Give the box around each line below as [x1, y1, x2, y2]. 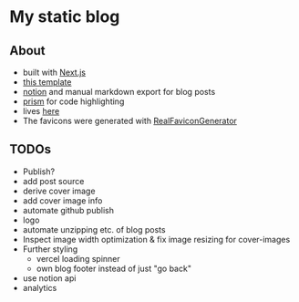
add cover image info [22, 194, 103, 206]
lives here [22, 106, 60, 116]
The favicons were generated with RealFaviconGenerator [22, 116, 237, 126]
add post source [22, 175, 85, 186]
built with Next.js [22, 67, 87, 78]
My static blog [9, 6, 120, 27]
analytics [22, 282, 57, 293]
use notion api [22, 272, 77, 284]
